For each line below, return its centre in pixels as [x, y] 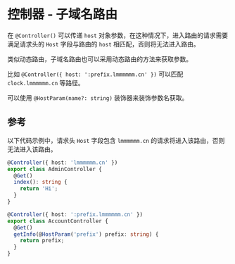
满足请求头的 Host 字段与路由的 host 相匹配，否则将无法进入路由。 [104, 44]
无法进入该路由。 [32, 149]
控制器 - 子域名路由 [63, 14]
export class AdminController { [55, 169]
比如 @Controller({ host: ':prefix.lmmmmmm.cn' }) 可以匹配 [95, 74]
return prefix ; [42, 241]
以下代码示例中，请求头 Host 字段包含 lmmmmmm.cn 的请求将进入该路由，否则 [116, 140]
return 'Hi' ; [39, 189]
